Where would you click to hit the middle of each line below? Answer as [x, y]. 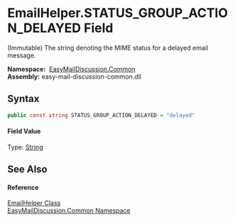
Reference [23, 187]
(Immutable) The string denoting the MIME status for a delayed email [108, 48]
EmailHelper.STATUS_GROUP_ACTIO [118, 13]
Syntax [23, 99]
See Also [27, 169]
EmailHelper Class [34, 203]
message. [22, 55]
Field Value [24, 131]
